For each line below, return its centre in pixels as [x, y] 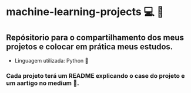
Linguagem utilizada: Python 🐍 [51, 61]
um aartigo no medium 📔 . [43, 83]
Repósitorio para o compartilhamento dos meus [95, 37]
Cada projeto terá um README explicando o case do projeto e [95, 75]
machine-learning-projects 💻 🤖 [85, 12]
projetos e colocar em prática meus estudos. [90, 46]
